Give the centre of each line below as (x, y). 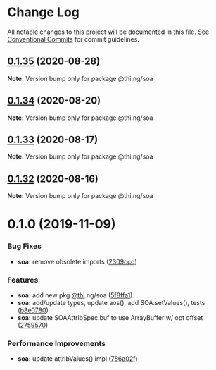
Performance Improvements (57, 343)
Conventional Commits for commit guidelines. (73, 39)
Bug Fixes (25, 246)
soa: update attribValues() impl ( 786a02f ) (78, 359)
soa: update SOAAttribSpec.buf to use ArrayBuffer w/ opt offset (110, 317)
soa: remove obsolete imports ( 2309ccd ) (77, 261)
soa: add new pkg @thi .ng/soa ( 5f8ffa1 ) (75, 295)
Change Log (43, 12)
